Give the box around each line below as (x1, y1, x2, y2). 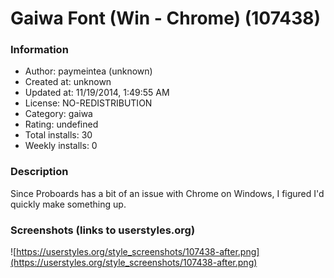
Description (10, 165, 69, 179)
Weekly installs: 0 (24, 140, 98, 152)
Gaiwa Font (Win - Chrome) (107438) (10, 7, 322, 30)
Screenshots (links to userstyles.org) (10, 223, 196, 237)
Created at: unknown (24, 76, 112, 88)
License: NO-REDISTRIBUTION (24, 97, 153, 109)
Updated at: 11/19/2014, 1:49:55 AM (24, 87, 170, 99)
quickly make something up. (10, 198, 127, 210)
